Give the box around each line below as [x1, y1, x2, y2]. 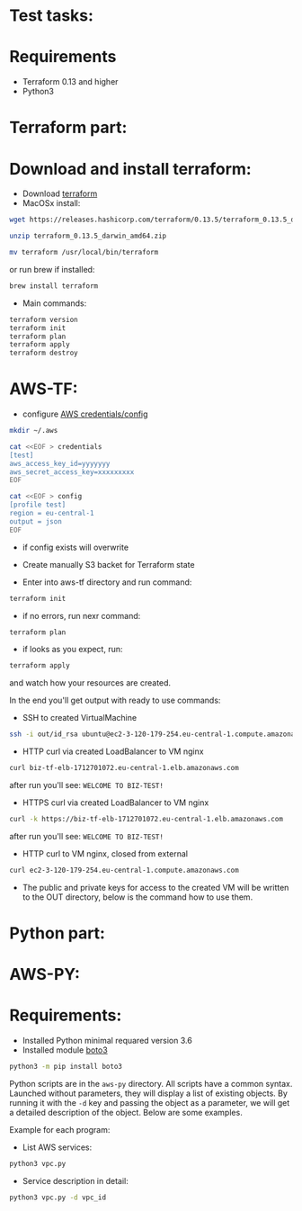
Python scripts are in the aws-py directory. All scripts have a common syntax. [9, 1079, 293, 1089]
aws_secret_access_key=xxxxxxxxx [9, 467, 135, 477]
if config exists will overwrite [22, 542, 129, 552]
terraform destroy [9, 348, 78, 358]
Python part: [9, 923, 106, 943]
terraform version [9, 315, 78, 324]
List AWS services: [22, 1142, 93, 1153]
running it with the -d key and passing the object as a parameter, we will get [9, 1098, 290, 1108]
